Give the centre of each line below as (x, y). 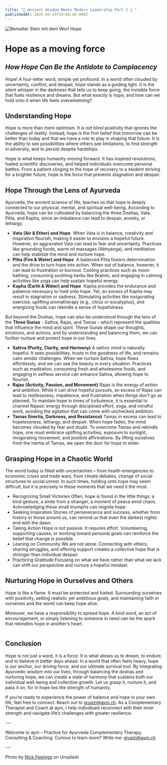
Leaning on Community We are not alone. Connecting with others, (80, 544)
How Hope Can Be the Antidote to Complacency (81, 67)
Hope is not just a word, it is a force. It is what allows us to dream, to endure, (84, 655)
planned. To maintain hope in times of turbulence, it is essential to (80, 401)
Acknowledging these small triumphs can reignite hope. (70, 507)
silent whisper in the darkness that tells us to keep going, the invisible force (83, 90)
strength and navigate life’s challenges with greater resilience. (69, 713)
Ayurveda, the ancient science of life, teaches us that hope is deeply (76, 202)
